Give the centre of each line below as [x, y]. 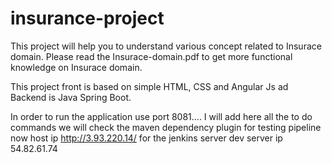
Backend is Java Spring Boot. [71, 97]
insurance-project [87, 18]
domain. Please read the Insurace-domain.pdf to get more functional [151, 56]
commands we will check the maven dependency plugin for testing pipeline [166, 127]
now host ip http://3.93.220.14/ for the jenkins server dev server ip [146, 138]
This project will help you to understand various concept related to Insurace [166, 46]
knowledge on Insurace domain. [76, 67]
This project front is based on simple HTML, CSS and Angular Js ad [149, 86]
